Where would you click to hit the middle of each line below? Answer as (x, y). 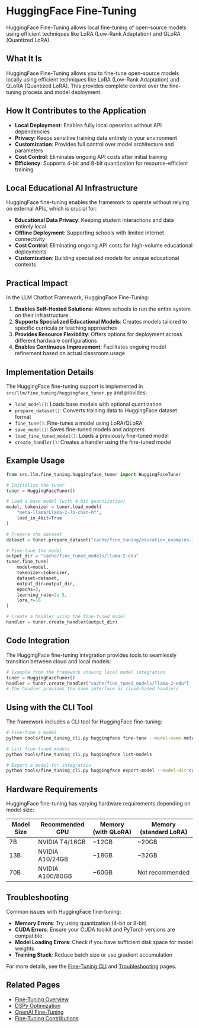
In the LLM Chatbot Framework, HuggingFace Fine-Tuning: (78, 297)
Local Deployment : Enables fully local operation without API (88, 125)
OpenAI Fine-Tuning (39, 1012)
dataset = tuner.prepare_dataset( (49, 540)
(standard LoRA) (164, 832)
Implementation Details (50, 372)
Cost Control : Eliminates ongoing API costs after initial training (91, 156)
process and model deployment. (62, 92)
